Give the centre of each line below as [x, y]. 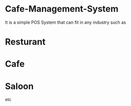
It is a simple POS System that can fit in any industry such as [65, 22]
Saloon [19, 86]
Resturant [25, 42]
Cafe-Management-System [62, 9]
